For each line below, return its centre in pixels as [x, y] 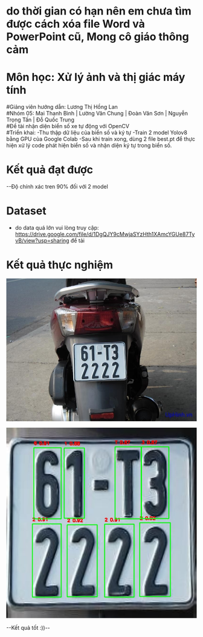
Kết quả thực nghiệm [60, 265]
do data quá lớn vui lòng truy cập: [57, 228]
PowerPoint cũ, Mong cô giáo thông [98, 37]
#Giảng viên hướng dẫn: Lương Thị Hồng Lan [62, 107]
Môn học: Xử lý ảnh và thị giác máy [96, 77]
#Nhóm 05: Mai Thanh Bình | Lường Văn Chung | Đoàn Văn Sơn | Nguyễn [97, 114]
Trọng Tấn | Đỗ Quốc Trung [40, 120]
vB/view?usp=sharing [42, 241]
